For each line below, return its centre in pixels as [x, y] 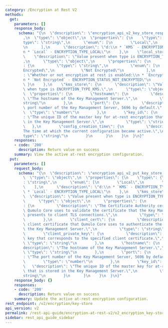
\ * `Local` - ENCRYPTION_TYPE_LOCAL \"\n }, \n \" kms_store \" [95, 192]
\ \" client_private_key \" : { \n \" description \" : [93, 234]
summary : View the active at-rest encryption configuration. [79, 154]
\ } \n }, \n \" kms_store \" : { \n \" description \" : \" [90, 84]
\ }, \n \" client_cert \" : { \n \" [82, 220]
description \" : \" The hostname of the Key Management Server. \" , [93, 248]
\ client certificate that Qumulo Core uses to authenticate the [93, 224]
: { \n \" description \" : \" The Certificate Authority [89, 206]
